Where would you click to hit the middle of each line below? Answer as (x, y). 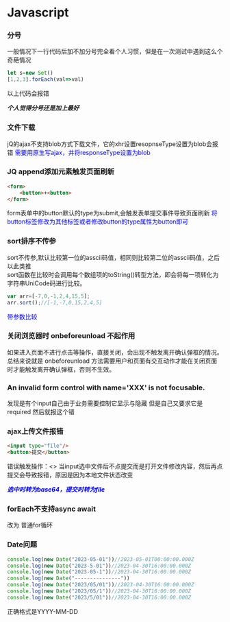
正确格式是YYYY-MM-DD (43, 611)
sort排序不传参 (31, 241)
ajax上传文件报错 (35, 431)
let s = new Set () (30, 73)
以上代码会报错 (28, 93)
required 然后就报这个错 (41, 412)
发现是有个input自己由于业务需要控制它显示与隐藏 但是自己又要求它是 (105, 403)
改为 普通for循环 (30, 525)
